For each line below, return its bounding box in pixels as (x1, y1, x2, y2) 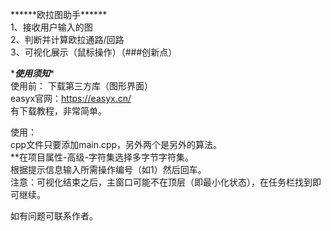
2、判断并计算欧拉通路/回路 (10, 34, 125, 45)
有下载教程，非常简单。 (10, 105, 107, 117)
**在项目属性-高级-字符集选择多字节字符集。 (10, 151, 194, 163)
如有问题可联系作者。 (10, 210, 98, 222)
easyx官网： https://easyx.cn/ (10, 93, 132, 104)
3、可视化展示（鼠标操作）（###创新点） (10, 46, 178, 58)
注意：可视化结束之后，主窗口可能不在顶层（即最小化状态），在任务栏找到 (10, 176, 313, 188)
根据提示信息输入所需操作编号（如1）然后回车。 (10, 164, 207, 175)
